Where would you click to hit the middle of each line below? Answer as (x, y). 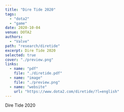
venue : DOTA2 (18, 32)
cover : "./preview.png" (29, 60)
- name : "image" (26, 78)
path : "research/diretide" (33, 46)
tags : (11, 14)
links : (12, 64)
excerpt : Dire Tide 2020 (30, 50)
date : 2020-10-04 (23, 28)
